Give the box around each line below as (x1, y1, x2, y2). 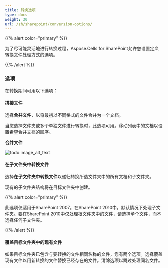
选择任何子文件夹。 (5, 217, 45, 223)
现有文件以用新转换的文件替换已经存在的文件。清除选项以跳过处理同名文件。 (5, 257, 163, 263)
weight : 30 (5, 17, 28, 22)
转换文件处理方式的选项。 (5, 52, 58, 58)
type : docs (5, 12, 28, 17)
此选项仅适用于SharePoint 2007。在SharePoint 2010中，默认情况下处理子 (5, 204, 156, 210)
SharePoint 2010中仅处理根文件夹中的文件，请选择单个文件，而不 (26, 211, 161, 217)
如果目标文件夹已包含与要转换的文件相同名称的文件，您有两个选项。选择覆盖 (5, 251, 163, 257)
